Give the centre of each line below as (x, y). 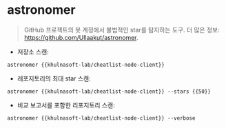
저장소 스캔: (33, 52)
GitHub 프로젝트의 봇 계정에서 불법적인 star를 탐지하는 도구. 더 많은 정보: (122, 30)
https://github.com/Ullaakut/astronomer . (81, 37)
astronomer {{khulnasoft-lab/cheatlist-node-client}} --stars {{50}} (109, 92)
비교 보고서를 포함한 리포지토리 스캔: (66, 105)
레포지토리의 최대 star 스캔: (54, 78)
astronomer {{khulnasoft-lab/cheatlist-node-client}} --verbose (101, 118)
